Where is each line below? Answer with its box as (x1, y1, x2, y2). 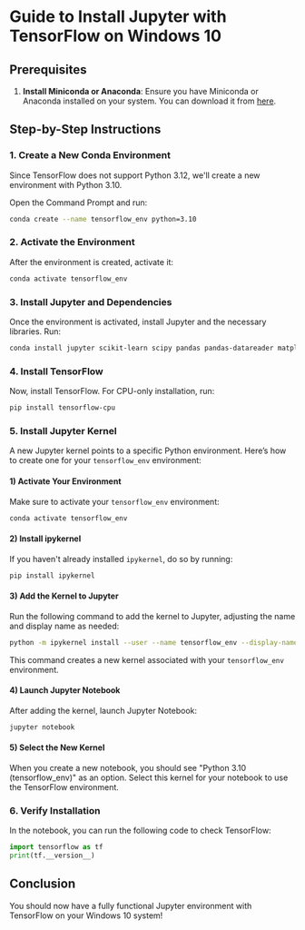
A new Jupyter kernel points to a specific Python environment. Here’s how (9, 445, 287, 456)
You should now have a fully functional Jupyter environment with (9, 900, 252, 911)
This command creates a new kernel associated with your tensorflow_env (9, 654, 284, 665)
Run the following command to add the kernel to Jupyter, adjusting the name (9, 610, 296, 621)
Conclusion (9, 876, 76, 892)
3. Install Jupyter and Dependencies (9, 295, 172, 308)
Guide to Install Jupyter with (9, 6, 227, 27)
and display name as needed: (9, 620, 120, 631)
